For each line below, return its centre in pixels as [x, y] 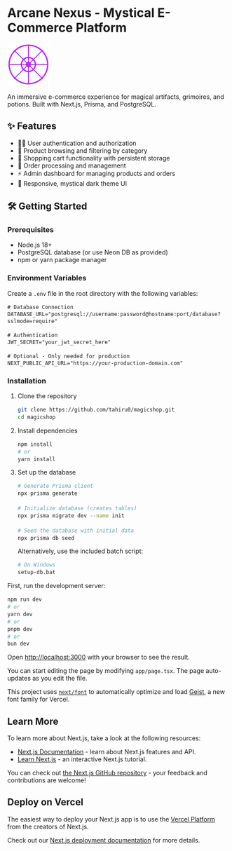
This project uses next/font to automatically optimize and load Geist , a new [116, 692]
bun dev [19, 644]
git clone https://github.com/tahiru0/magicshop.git [96, 410]
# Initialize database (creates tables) [77, 509]
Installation [27, 381]
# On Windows [36, 565]
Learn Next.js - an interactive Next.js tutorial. [82, 759]
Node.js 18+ [35, 245]
